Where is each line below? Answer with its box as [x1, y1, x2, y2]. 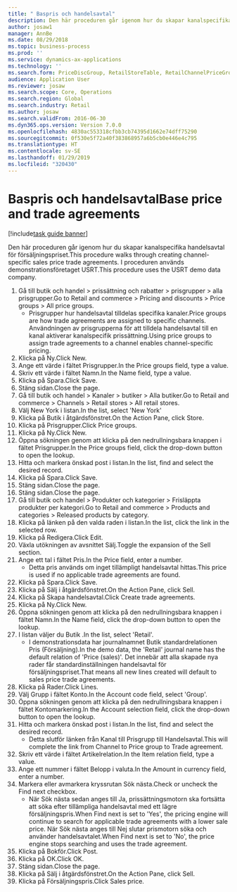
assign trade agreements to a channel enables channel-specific [28, 338, 214, 347]
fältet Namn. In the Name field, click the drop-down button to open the [18, 615, 221, 623]
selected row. [18, 525, 58, 534]
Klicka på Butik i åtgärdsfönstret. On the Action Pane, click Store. [18, 413, 205, 422]
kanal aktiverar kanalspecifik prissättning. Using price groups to [28, 331, 212, 340]
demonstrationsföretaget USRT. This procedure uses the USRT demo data [8, 265, 221, 274]
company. [8, 272, 37, 281]
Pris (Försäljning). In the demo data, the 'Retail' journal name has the [28, 645, 226, 654]
